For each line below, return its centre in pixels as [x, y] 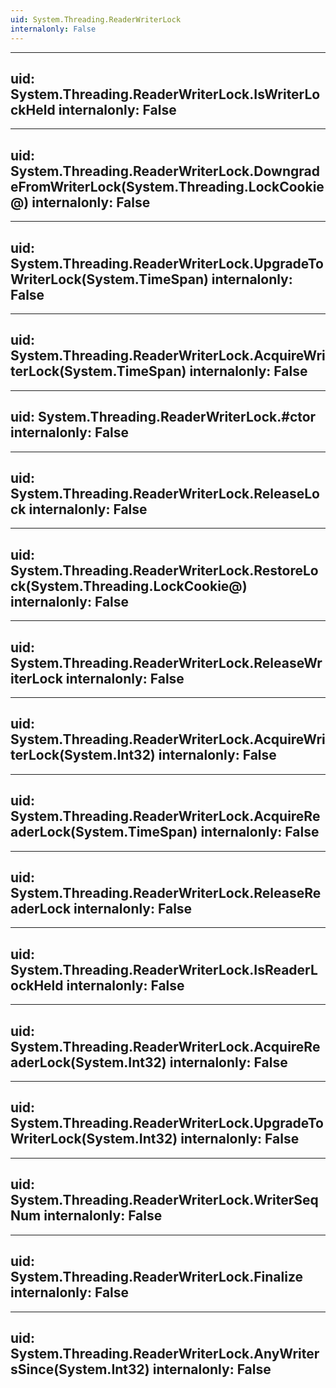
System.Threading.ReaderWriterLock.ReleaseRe [166, 893]
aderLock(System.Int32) [88, 1062]
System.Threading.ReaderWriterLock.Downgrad [165, 171]
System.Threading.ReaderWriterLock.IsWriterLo [165, 94]
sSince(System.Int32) [80, 1369]
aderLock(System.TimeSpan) [104, 832]
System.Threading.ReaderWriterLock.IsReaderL [164, 969]
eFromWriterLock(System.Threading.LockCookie [167, 186]
